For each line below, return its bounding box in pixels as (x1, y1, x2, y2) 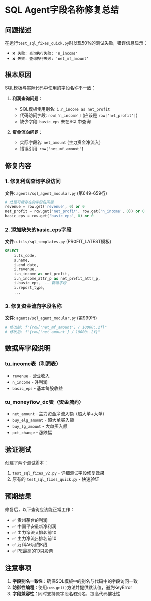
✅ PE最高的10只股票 (12, 548, 53, 554)
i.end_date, (14, 262, 38, 267)
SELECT (5, 249, 19, 254)
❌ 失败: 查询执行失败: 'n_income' (12, 51, 78, 56)
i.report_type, (14, 285, 45, 290)
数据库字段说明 (5, 344, 51, 353)
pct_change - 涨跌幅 (12, 430, 52, 436)
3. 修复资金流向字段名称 (5, 302, 62, 309)
